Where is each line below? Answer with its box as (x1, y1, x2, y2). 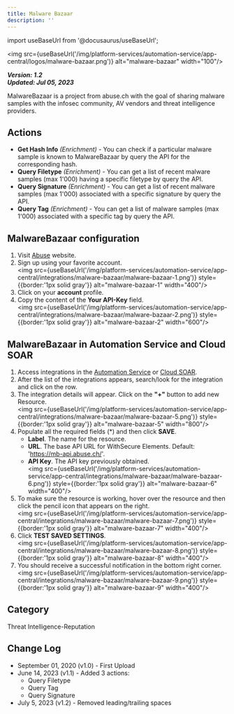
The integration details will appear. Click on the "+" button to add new (17, 390, 220, 398)
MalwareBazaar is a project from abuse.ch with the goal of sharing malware (7, 92, 225, 100)
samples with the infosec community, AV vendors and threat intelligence (7, 99, 215, 107)
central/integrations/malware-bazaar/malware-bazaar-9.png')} (17, 575, 198, 584)
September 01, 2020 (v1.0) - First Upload (17, 661, 136, 669)
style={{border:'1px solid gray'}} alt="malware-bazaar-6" (52, 479, 218, 487)
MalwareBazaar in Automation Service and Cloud (7, 338, 226, 350)
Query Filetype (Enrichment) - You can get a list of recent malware (17, 167, 211, 176)
